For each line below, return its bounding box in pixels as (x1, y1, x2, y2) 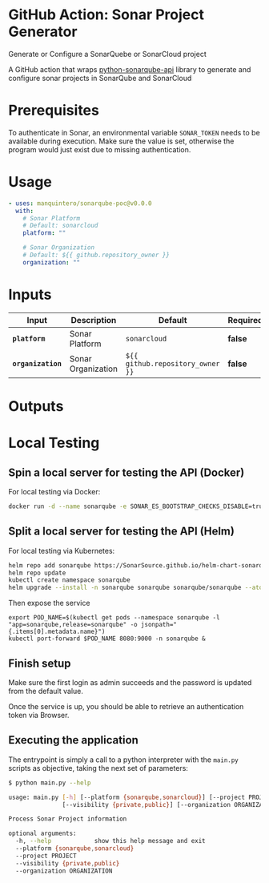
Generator (8, 22, 78, 41)
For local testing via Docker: (8, 486, 101, 496)
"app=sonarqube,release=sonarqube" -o (8, 621, 138, 629)
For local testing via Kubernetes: (8, 546, 115, 555)
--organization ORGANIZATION (15, 867, 113, 875)
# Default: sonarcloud (22, 222, 98, 230)
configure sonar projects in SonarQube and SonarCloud (8, 73, 192, 83)
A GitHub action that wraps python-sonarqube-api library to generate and (8, 64, 251, 74)
